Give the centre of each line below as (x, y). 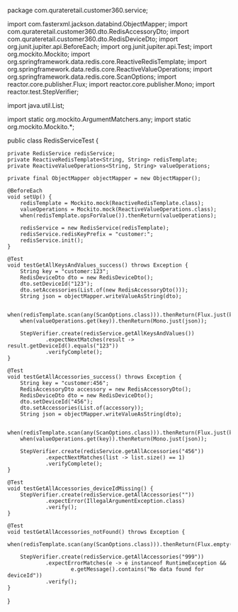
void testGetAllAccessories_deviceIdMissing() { (80, 489)
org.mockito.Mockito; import (49, 54)
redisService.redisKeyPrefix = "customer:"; (87, 234)
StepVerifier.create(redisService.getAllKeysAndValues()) (107, 333)
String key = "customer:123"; (65, 272)
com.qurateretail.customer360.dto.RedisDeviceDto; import (93, 39)
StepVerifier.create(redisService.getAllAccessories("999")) (112, 557)
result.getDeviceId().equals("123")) (63, 346)
